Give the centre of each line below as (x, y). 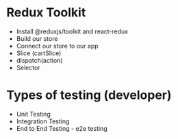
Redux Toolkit (46, 13)
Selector (28, 67)
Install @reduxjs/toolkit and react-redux (72, 31)
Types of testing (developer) (89, 95)
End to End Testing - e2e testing (62, 128)
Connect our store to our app (57, 46)
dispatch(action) (39, 60)
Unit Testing (33, 114)
